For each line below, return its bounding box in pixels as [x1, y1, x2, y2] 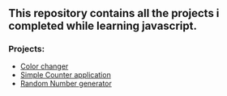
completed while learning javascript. [8, 19, 197, 33]
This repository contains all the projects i [8, 6, 220, 20]
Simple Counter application [19, 70, 111, 80]
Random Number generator [19, 79, 112, 89]
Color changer [19, 61, 69, 71]
